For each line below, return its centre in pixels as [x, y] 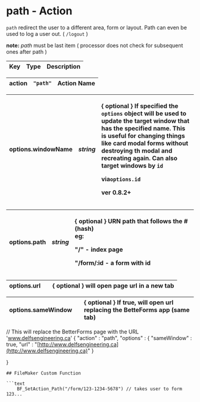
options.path [28, 242]
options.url [25, 286]
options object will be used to [143, 113]
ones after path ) [27, 51]
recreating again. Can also [139, 158]
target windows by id [132, 165]
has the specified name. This [143, 128]
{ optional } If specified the [140, 106]
